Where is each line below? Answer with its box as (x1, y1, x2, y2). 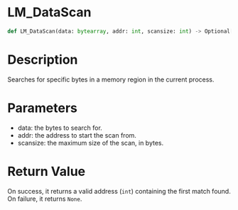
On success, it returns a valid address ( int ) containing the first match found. (7, 187, 231, 195)
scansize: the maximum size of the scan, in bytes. (17, 138, 164, 147)
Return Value (7, 163, 86, 179)
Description (7, 52, 78, 67)
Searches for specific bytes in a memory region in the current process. (7, 75, 215, 84)
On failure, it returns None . (7, 194, 82, 203)
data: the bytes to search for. (17, 123, 103, 132)
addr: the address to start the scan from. (17, 131, 137, 139)
